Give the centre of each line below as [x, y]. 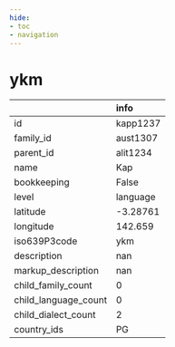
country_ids [39, 330]
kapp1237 [138, 123]
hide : [19, 18]
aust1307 [137, 139]
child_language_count [60, 300]
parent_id [34, 153]
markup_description [57, 271]
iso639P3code [46, 241]
